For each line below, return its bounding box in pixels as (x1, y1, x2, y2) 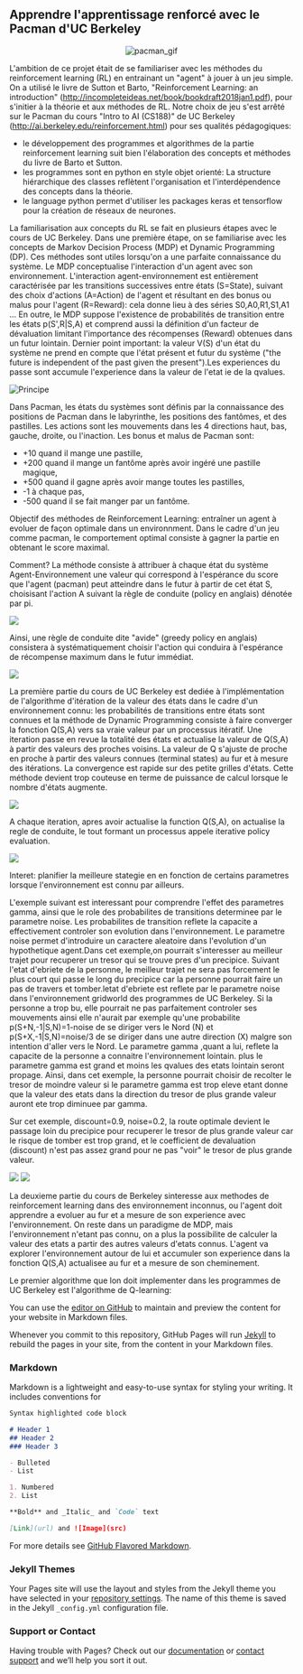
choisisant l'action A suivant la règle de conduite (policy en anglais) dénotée (9, 588, 293, 599)
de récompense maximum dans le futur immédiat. (9, 651, 194, 662)
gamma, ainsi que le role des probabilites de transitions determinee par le (9, 907, 282, 917)
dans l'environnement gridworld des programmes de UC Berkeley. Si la (9, 992, 273, 1003)
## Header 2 (9, 1433, 54, 1443)
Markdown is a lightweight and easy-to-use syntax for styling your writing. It (9, 1381, 293, 1393)
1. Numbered (9, 1483, 54, 1493)
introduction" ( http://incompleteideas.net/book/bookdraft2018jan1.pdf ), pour (9, 91, 293, 102)
